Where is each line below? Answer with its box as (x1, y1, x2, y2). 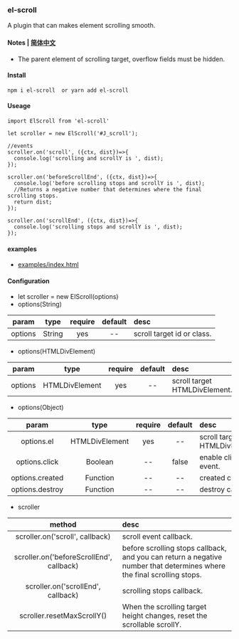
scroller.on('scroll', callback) (15, 532, 111, 542)
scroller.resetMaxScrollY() (18, 611, 107, 620)
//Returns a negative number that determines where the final (14, 186, 202, 193)
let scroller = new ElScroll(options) (17, 292, 119, 301)
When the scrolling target (122, 602, 207, 612)
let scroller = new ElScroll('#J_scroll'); (7, 130, 139, 137)
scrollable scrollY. (122, 620, 182, 630)
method (49, 519, 77, 529)
